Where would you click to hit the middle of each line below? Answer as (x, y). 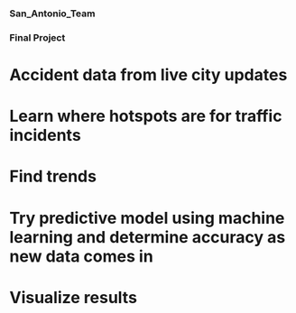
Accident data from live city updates (148, 75)
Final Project (37, 37)
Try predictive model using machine (147, 218)
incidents (45, 136)
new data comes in (81, 256)
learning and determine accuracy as (148, 237)
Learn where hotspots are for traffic (146, 116)
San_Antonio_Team (52, 14)
